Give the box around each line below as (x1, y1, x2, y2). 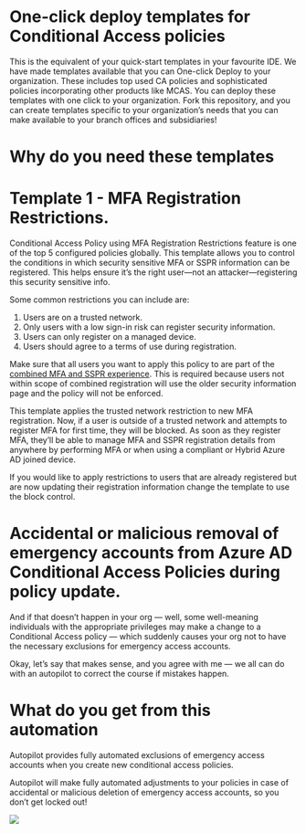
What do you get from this (9, 701, 212, 721)
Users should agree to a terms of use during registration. (22, 341, 237, 353)
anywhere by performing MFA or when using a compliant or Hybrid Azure (9, 445, 286, 456)
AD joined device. (9, 454, 76, 465)
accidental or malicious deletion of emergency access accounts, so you (9, 786, 280, 797)
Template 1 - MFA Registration (9, 188, 242, 209)
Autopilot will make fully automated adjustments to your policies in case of (9, 776, 290, 787)
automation (9, 720, 99, 741)
